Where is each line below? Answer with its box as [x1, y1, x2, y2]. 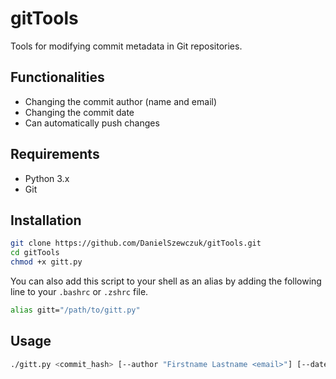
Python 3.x [24, 172, 70, 184]
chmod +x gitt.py [10, 257, 83, 267]
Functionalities [10, 69, 105, 86]
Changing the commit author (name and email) [24, 95, 218, 107]
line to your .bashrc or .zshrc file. [10, 286, 149, 297]
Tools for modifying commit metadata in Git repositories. [10, 40, 243, 52]
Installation [10, 212, 82, 229]
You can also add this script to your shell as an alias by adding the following [10, 275, 322, 287]
